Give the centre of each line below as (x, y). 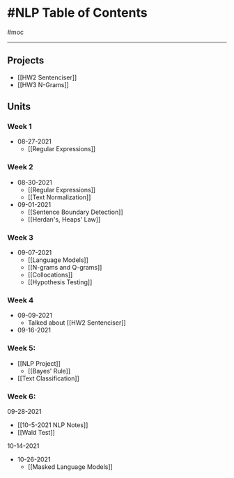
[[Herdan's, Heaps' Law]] (64, 219)
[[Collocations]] (50, 275)
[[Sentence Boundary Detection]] (75, 212)
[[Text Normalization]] (59, 197)
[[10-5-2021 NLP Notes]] (53, 425)
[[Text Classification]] (48, 378)
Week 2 (20, 167)
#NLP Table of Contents (77, 13)
